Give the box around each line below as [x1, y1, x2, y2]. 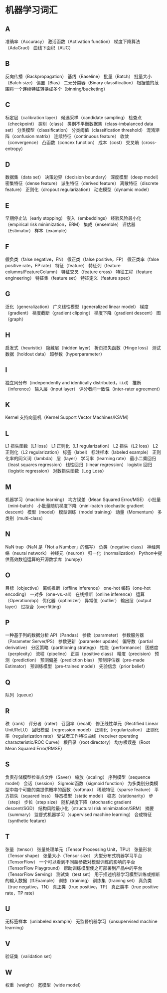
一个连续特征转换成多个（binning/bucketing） [13, 86, 108, 92]
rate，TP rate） [5, 890, 37, 896]
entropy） [5, 146, 26, 152]
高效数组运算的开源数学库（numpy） [9, 556, 85, 562]
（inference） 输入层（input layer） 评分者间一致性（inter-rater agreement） [5, 386, 163, 392]
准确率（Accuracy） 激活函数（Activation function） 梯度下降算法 [5, 38, 141, 44]
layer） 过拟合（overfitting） [5, 604, 64, 610]
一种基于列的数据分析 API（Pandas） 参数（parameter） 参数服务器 [5, 632, 145, 638]
